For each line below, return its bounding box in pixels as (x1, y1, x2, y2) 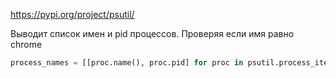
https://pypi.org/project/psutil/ (10, 9, 135, 20)
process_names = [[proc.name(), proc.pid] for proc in (10, 58, 244, 68)
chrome (10, 39, 43, 50)
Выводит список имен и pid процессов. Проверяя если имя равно (10, 28, 295, 39)
